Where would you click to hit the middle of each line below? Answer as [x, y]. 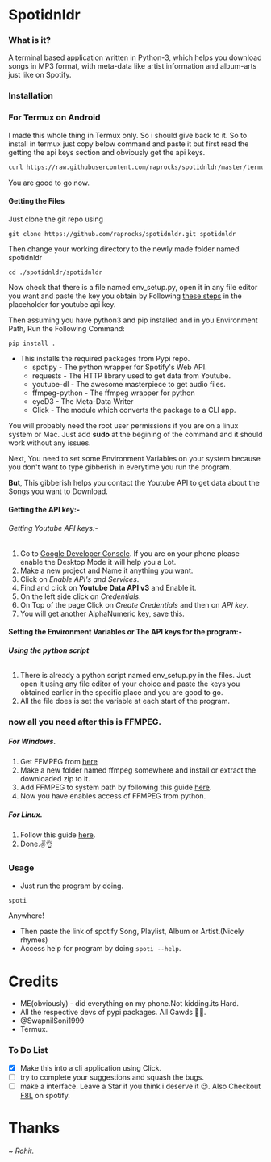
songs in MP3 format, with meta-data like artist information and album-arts [133, 66]
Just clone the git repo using [56, 219]
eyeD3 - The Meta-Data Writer [83, 401]
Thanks [34, 1128]
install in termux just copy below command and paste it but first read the [129, 144]
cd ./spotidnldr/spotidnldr [56, 272]
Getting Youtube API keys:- [53, 528]
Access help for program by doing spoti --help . [100, 949]
